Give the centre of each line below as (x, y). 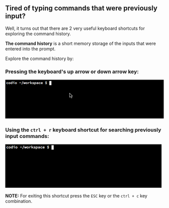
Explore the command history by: (39, 58)
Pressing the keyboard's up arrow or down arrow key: (72, 72)
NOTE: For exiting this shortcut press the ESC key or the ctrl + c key (76, 196)
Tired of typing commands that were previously (81, 8)
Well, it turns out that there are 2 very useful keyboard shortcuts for (75, 28)
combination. (19, 201)
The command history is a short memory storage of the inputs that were (80, 43)
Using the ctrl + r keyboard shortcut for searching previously (83, 129)
